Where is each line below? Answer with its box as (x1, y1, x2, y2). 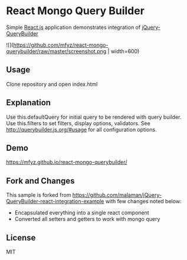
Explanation (6, 97, 51, 108)
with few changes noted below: (105, 198, 182, 205)
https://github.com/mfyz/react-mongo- (13, 41, 109, 48)
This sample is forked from (6, 191, 71, 199)
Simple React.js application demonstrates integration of (6, 24, 141, 31)
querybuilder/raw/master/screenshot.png (6, 47, 107, 54)
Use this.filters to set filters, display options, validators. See (6, 119, 150, 126)
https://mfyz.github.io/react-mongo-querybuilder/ (6, 158, 128, 166)
